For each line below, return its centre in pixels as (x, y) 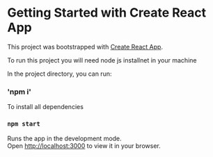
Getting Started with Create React (107, 13)
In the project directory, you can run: (60, 74)
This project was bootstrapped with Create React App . (85, 47)
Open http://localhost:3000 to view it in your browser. (84, 146)
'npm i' (19, 92)
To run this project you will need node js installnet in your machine (102, 60)
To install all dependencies (45, 107)
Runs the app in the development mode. (64, 138)
